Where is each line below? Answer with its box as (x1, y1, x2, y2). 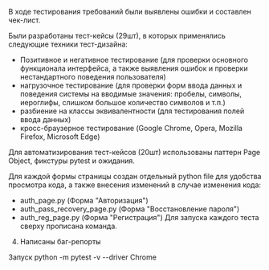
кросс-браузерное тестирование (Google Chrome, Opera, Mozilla (19, 124, 243, 133)
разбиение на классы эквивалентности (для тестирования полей (19, 106, 245, 116)
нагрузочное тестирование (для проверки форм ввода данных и (19, 80, 243, 90)
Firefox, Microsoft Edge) (19, 132, 100, 141)
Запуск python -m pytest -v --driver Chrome (8, 252, 157, 262)
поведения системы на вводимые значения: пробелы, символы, (19, 89, 243, 99)
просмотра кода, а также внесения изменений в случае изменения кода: (8, 180, 262, 190)
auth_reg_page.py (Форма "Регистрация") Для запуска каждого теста (19, 213, 259, 222)
